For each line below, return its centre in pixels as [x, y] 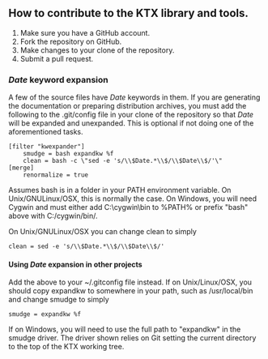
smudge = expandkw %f [45, 314]
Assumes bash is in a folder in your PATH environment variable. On [120, 190]
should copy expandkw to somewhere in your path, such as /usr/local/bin [131, 291]
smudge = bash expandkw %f [68, 154]
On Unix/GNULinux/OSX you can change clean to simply [102, 232]
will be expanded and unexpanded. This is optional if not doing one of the [131, 123]
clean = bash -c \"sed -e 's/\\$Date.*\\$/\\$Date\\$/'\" [123, 161]
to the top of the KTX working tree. [66, 347]
